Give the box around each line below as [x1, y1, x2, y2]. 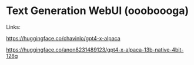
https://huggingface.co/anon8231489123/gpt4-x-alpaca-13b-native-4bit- [6, 46, 184, 53]
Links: [6, 23, 21, 30]
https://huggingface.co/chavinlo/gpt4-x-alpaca [6, 35, 121, 42]
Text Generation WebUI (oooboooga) [6, 4, 189, 18]
